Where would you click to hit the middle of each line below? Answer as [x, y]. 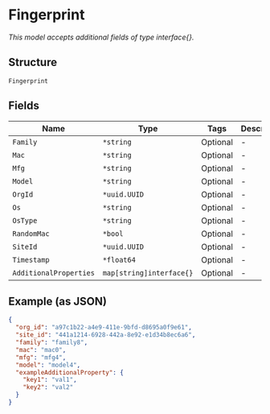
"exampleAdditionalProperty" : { [70, 372]
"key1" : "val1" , [50, 380]
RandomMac [31, 234]
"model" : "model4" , [48, 365]
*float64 [119, 260]
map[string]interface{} [148, 273]
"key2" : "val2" [48, 387]
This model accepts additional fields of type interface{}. [101, 37]
